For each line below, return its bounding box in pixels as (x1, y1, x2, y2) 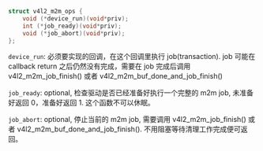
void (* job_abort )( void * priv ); (22, 29, 126, 37)
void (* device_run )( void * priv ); (22, 14, 129, 23)
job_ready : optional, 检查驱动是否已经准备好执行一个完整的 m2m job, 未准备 (8, 88, 254, 98)
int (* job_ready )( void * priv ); (22, 22, 122, 30)
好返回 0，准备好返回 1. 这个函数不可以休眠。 (8, 98, 156, 108)
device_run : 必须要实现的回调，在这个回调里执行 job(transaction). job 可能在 (8, 52, 256, 61)
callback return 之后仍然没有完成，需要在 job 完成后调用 (8, 61, 191, 71)
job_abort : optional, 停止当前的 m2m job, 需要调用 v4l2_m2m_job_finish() (8, 115, 246, 124)
